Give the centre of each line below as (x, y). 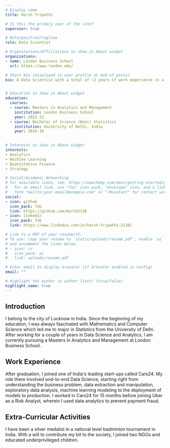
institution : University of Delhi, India (58, 127)
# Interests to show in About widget (45, 145)
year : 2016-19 (29, 131)
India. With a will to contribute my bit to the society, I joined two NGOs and (83, 435)
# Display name (21, 10)
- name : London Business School (39, 61)
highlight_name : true (28, 286)
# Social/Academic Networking (37, 178)
